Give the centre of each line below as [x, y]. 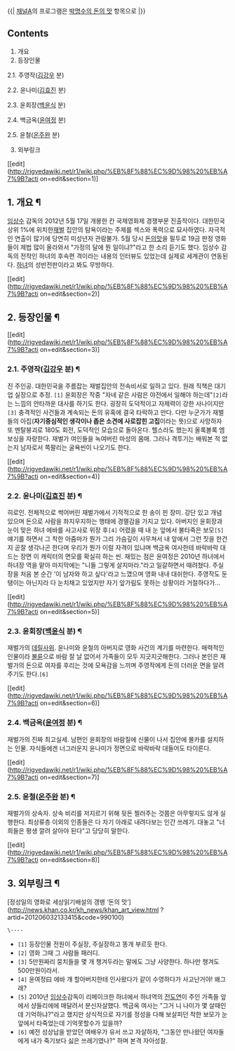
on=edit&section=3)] [70, 350]
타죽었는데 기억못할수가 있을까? [79, 1023]
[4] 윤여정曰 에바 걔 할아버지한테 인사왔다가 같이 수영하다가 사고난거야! [115, 979]
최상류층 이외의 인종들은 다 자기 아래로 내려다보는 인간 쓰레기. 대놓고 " [123, 822]
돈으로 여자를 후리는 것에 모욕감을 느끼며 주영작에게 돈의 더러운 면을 [119, 665]
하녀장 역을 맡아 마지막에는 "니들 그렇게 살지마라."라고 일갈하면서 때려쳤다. [109, 566]
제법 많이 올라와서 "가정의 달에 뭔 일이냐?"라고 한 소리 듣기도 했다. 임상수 [120, 247]
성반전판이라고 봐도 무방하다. [74, 265]
